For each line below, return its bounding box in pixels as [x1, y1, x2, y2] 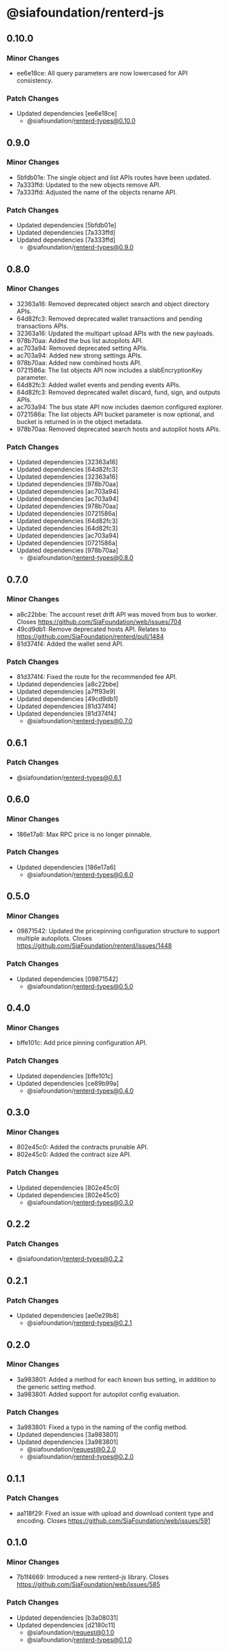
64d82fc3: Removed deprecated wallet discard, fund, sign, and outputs [16, 388, 221, 396]
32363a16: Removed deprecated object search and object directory [16, 299, 210, 308]
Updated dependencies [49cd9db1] [16, 695, 118, 703]
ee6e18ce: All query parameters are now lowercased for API [16, 69, 188, 77]
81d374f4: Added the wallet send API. [16, 639, 124, 648]
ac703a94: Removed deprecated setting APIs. [16, 344, 148, 352]
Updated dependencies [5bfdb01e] [16, 221, 117, 229]
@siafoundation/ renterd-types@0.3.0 [26, 1198, 134, 1206]
